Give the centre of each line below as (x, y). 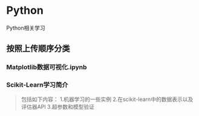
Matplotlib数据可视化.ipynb (47, 67)
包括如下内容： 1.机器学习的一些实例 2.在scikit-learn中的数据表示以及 (107, 99)
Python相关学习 (26, 28)
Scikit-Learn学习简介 (37, 85)
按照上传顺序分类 (38, 49)
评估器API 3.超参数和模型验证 (58, 106)
